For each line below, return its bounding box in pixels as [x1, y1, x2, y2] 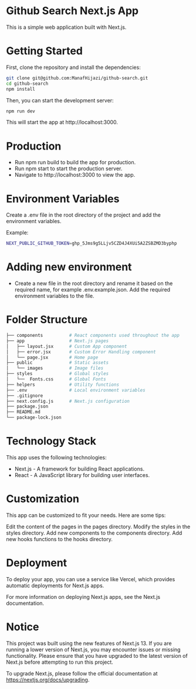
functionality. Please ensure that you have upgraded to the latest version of [6, 652, 188, 659]
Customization [6, 492, 79, 506]
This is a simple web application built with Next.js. [6, 24, 127, 31]
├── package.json [6, 403, 49, 410]
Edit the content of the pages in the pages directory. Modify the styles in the [6, 523, 191, 530]
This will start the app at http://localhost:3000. [6, 119, 119, 126]
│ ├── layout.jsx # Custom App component [6, 343, 127, 349]
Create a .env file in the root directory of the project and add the [6, 211, 161, 218]
